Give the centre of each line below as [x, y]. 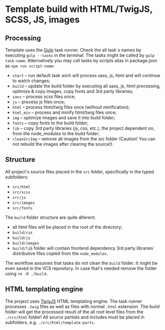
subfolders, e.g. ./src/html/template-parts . [50, 322]
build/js [21, 238]
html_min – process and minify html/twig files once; [64, 112]
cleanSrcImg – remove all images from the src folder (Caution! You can [84, 139]
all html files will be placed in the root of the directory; [67, 227]
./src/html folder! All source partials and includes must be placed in [75, 317]
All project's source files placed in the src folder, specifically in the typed [80, 171]
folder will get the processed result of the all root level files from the [74, 312]
